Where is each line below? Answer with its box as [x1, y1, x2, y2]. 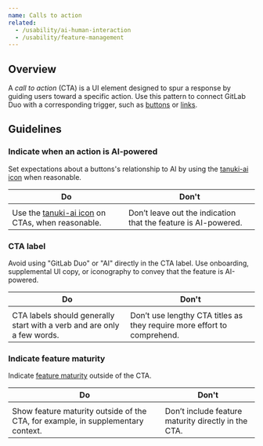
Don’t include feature [164, 406, 243, 417]
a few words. [12, 330, 59, 341]
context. [12, 426, 42, 437]
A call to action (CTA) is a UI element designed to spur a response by [8, 83, 231, 93]
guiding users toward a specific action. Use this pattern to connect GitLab [8, 92, 247, 101]
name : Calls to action [8, 11, 82, 20]
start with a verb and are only [12, 320, 120, 331]
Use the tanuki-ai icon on [12, 207, 106, 218]
